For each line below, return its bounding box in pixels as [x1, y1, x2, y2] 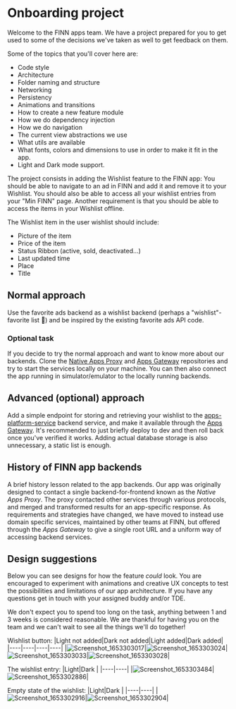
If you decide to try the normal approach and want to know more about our [7, 349, 225, 358]
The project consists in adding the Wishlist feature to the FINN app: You [7, 174, 216, 183]
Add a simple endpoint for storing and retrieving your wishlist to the [7, 411, 203, 419]
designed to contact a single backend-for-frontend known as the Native [7, 487, 216, 496]
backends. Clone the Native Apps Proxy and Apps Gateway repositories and [7, 357, 228, 365]
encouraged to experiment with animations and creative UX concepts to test [7, 579, 229, 588]
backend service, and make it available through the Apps [57, 418, 223, 427]
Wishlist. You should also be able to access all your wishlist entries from [7, 189, 216, 198]
